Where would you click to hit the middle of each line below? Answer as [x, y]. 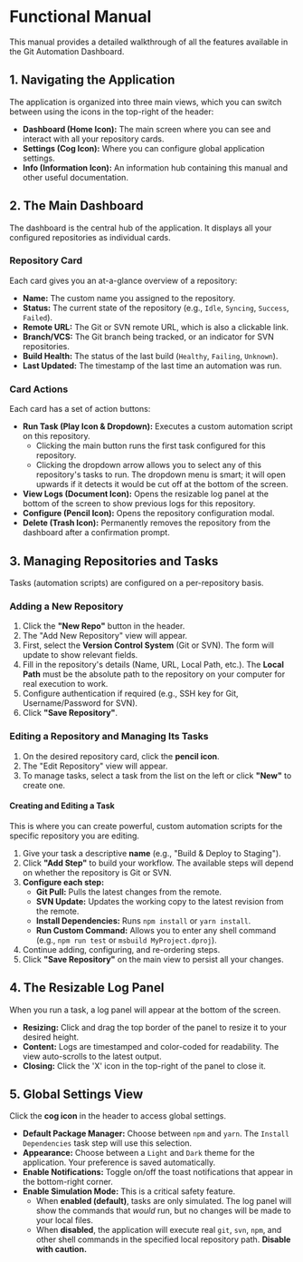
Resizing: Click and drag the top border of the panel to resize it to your [154, 1027]
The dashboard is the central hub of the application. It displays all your [141, 228]
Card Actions [39, 389]
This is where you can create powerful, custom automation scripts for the [146, 826]
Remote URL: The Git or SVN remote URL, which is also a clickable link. [156, 327]
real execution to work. [65, 684]
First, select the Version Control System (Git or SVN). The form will [148, 645]
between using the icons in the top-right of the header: [112, 112]
